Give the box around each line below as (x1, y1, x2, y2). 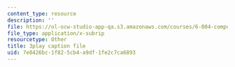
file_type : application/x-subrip (7, 29, 105, 37)
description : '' (7, 17, 55, 24)
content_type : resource (7, 10, 77, 17)
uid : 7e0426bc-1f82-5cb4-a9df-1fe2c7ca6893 (7, 50, 136, 57)
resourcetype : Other (7, 36, 68, 43)
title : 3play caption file (7, 43, 86, 50)
